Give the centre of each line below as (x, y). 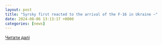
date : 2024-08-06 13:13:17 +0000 (40, 19)
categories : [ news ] (25, 23)
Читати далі (18, 38)
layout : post (19, 10)
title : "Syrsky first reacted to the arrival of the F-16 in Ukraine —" (81, 14)
